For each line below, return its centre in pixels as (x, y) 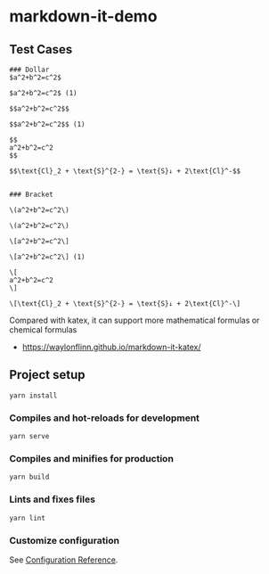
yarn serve (29, 437)
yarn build (29, 477)
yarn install (33, 395)
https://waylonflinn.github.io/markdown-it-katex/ (112, 347)
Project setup (48, 375)
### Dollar (29, 70)
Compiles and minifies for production (91, 459)
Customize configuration (65, 540)
